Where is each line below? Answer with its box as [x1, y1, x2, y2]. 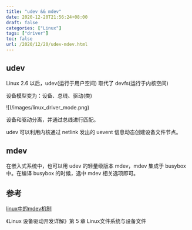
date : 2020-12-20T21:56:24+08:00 [6, 14, 88, 20]
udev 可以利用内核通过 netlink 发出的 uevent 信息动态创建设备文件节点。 [6, 128, 181, 135]
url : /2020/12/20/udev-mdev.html [6, 42, 88, 48]
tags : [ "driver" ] [6, 31, 49, 36]
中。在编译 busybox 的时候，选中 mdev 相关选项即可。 [6, 169, 139, 176]
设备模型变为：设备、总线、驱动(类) [6, 92, 93, 99]
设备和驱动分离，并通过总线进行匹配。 [6, 116, 99, 123]
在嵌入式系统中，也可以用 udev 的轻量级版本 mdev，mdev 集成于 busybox [6, 162, 186, 169]
